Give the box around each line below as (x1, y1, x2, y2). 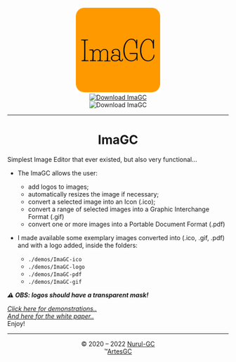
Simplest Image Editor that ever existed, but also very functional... (7, 155, 198, 163)
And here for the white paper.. (7, 311, 94, 320)
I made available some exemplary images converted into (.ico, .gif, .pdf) (17, 233, 225, 242)
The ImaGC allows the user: (17, 168, 98, 177)
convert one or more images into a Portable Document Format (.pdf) (27, 220, 225, 228)
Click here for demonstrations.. (7, 304, 97, 313)
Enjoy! (7, 319, 26, 327)
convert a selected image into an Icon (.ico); (27, 197, 156, 206)
